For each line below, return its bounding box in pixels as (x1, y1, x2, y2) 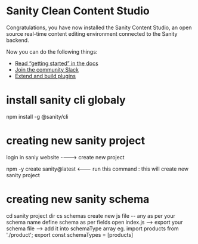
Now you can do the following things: (6, 48, 98, 55)
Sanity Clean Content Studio (6, 4, 150, 18)
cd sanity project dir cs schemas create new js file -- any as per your (6, 212, 176, 219)
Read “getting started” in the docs (14, 60, 98, 67)
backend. (6, 36, 29, 44)
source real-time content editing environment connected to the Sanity (6, 30, 178, 37)
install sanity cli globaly (6, 94, 126, 107)
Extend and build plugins (14, 72, 76, 79)
